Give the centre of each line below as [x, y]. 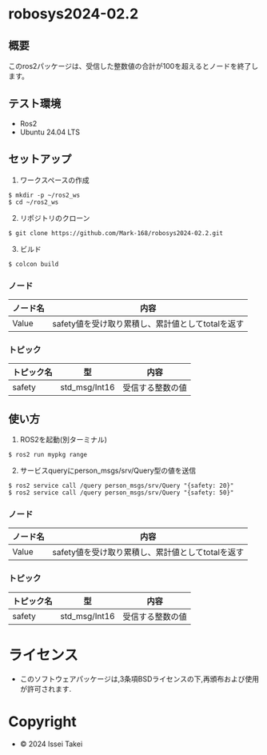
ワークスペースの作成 [54, 180]
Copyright [43, 721]
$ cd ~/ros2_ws [34, 202]
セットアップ [40, 160]
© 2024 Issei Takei [51, 744]
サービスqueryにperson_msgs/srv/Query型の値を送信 [108, 471]
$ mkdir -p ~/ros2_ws [44, 195]
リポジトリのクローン [55, 218]
